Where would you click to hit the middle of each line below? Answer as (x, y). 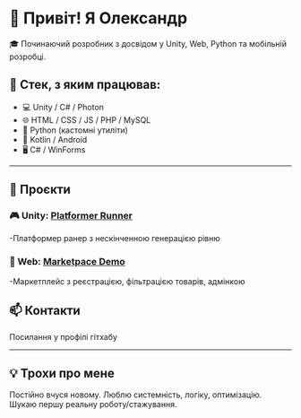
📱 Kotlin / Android (55, 139)
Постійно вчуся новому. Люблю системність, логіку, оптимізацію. (136, 395)
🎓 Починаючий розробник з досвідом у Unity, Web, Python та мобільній (148, 43)
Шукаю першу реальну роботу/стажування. (93, 405)
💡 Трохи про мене (62, 373)
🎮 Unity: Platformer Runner (71, 216)
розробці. (28, 57)
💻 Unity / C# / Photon (63, 107)
